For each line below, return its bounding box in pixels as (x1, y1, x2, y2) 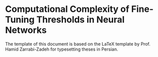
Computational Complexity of (5, 3, 130, 15)
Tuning (5, 14, 35, 25)
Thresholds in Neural (36, 14, 125, 25)
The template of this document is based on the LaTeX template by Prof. (5, 41, 151, 47)
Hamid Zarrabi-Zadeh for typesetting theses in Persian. (5, 46, 118, 52)
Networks (5, 25, 47, 36)
